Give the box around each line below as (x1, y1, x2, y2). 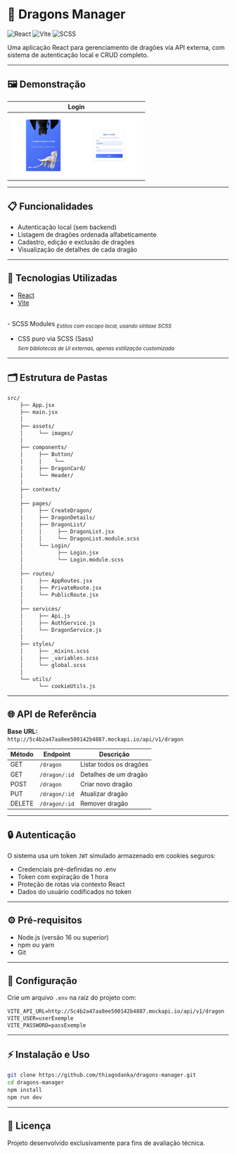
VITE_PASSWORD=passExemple (7, 1022, 86, 1029)
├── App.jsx (20, 401, 55, 408)
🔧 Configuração (7, 975, 77, 987)
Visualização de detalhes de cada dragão (17, 245, 138, 254)
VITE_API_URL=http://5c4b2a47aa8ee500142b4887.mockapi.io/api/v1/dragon (7, 1008, 225, 1015)
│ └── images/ (20, 429, 74, 436)
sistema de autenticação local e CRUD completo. (7, 51, 149, 59)
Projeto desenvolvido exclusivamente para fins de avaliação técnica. (7, 1139, 206, 1147)
